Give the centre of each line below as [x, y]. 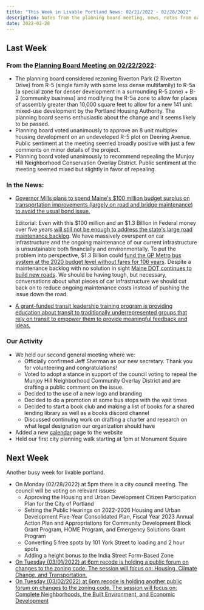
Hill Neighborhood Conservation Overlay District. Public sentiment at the [106, 163]
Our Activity [25, 341]
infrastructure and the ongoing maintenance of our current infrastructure [106, 243]
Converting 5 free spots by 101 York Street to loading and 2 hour [104, 542]
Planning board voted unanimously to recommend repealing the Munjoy [104, 157]
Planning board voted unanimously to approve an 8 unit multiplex [96, 130]
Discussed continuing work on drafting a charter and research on [106, 419]
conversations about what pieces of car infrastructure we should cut [101, 282]
